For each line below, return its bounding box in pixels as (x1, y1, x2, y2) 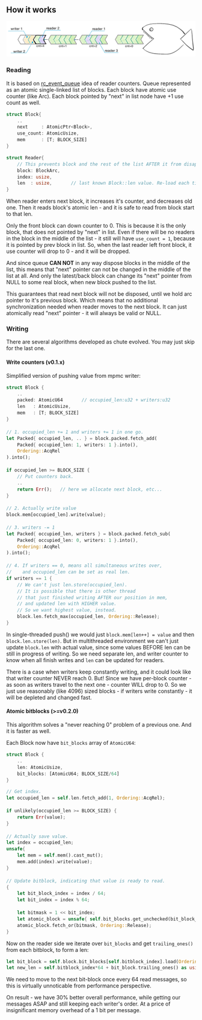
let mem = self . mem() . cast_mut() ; (17, 852, 103, 859)
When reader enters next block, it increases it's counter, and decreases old (6, 197, 192, 205)
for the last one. (6, 345, 46, 352)
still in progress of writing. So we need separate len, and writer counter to (6, 650, 189, 657)
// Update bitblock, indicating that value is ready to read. (6, 878, 165, 884)
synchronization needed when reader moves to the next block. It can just (6, 303, 188, 310)
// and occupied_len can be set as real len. (6, 569, 130, 575)
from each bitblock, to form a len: (6, 946, 89, 953)
